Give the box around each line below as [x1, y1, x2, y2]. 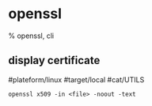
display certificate [8, 54, 101, 67]
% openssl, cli [8, 31, 55, 40]
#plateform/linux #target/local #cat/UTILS [8, 74, 145, 84]
